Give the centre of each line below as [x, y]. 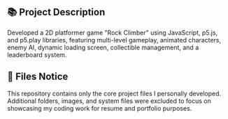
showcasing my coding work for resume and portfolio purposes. [100, 108]
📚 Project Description [56, 12]
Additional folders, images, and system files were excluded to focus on [109, 101]
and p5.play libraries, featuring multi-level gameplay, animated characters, [114, 40]
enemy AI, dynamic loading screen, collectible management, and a [103, 47]
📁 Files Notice [38, 77]
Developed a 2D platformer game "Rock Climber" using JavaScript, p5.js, [113, 32]
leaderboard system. [37, 54]
